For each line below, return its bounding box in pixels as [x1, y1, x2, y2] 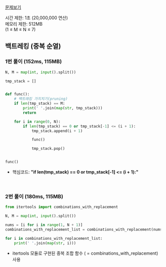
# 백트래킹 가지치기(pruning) [14, 96, 68, 101]
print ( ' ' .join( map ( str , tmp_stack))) [23, 106, 103, 111]
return [23, 110, 37, 115]
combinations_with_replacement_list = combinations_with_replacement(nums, [5, 227, 165, 232]
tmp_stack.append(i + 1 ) [31, 128, 83, 133]
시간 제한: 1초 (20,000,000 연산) [5, 15, 68, 21]
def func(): [5, 92, 30, 97]
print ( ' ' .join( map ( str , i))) [14, 240, 77, 246]
